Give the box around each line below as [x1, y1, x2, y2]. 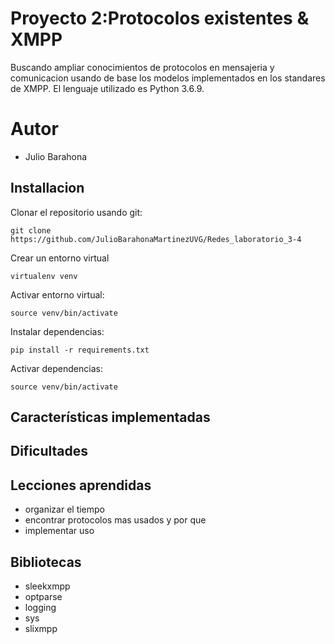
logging [24, 602, 57, 614]
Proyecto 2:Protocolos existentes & [10, 7, 310, 30]
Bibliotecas [10, 553, 82, 571]
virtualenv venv [10, 271, 78, 281]
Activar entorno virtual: [10, 288, 105, 301]
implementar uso [24, 525, 95, 537]
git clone [10, 225, 52, 236]
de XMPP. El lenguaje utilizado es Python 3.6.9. [10, 82, 205, 94]
